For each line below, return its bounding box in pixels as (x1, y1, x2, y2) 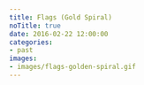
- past (9, 46, 34, 55)
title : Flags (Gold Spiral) (9, 12, 113, 22)
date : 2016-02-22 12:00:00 (9, 29, 109, 38)
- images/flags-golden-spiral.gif (9, 63, 137, 72)
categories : (9, 37, 53, 47)
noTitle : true (9, 21, 62, 30)
